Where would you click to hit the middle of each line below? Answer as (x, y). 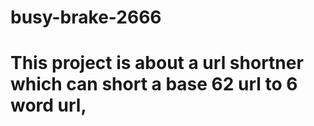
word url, (48, 105)
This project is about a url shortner (157, 63)
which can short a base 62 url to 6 (154, 84)
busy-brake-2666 (86, 17)
